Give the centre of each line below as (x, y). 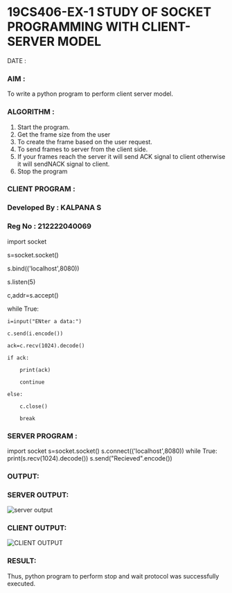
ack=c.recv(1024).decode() (46, 345)
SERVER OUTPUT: (38, 495)
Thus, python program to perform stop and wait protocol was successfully (113, 576)
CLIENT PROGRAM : (41, 189)
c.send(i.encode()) (35, 334)
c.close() (34, 406)
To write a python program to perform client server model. (90, 94)
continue (32, 382)
